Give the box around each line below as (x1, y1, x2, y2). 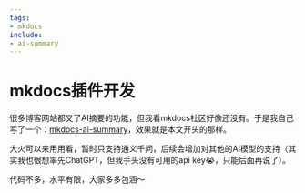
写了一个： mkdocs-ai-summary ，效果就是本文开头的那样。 (9, 124, 232, 135)
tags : (9, 13, 30, 23)
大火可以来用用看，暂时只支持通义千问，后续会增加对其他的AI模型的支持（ (9, 143, 289, 155)
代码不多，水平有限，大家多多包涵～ (9, 174, 146, 185)
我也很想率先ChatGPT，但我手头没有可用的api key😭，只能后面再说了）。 (16, 155, 291, 166)
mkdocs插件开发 (9, 81, 136, 101)
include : (9, 30, 43, 39)
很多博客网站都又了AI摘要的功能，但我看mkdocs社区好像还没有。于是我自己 (9, 113, 294, 124)
